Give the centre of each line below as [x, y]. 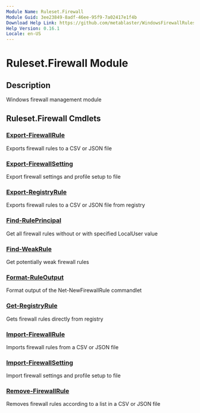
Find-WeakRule [29, 249]
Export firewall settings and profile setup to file [63, 177]
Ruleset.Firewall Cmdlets [54, 118]
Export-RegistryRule [37, 192]
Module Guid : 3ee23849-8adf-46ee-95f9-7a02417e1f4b [71, 17]
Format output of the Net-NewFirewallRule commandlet [74, 290]
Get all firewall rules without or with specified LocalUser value [82, 234]
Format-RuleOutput [35, 277]
